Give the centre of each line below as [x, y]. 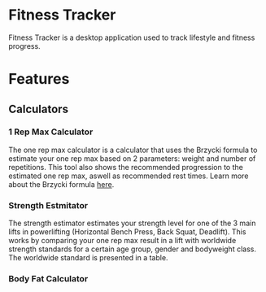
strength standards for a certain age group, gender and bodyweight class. [132, 249]
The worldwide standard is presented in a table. [88, 258]
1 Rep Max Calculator [51, 132]
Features [39, 79]
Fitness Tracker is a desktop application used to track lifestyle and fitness [132, 37]
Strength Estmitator [48, 205]
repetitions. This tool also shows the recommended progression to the [126, 167]
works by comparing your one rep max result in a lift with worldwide [122, 241]
